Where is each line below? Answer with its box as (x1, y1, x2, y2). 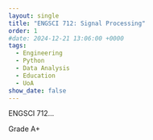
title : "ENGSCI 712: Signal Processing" (8, 19, 147, 27)
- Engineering (15, 49, 63, 57)
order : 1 (8, 27, 38, 35)
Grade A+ (8, 124, 40, 134)
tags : (8, 42, 27, 50)
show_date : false (8, 86, 67, 95)
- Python (15, 57, 45, 65)
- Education (15, 72, 56, 80)
